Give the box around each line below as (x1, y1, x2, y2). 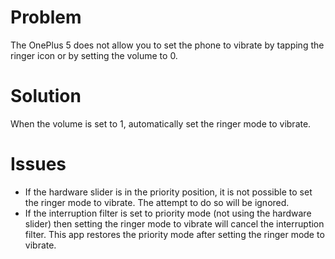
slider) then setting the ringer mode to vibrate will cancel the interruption (24, 217, 325, 230)
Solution (10, 85, 82, 108)
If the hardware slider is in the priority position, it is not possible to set (24, 186, 313, 198)
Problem (10, 6, 82, 29)
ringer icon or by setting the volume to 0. (10, 49, 178, 61)
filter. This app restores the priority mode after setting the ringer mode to (24, 228, 325, 240)
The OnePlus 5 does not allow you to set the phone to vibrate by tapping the (10, 39, 325, 51)
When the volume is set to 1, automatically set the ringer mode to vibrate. (10, 117, 312, 130)
